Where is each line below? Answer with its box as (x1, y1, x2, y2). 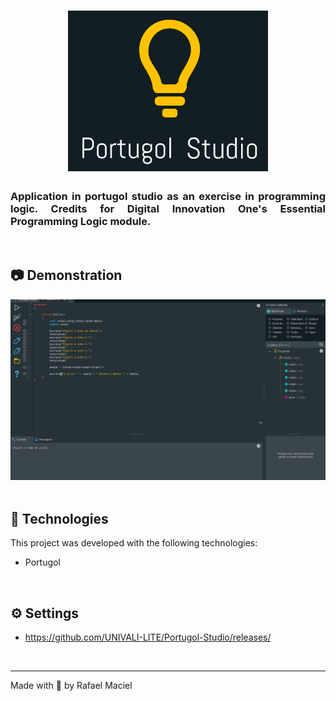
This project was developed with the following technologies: (10, 537, 258, 549)
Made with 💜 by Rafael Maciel (10, 680, 133, 692)
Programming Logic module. (10, 214, 152, 228)
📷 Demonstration (10, 267, 123, 284)
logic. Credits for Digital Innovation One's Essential (10, 201, 326, 215)
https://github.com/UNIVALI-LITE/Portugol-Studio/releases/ (24, 631, 272, 644)
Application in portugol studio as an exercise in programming (10, 189, 326, 203)
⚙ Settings (10, 605, 80, 622)
